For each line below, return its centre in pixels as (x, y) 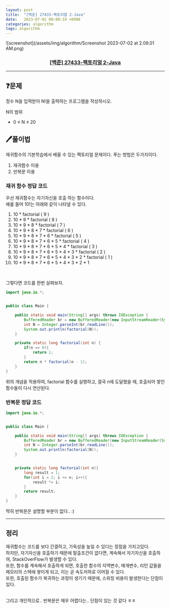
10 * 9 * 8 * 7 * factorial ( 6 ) (43, 230)
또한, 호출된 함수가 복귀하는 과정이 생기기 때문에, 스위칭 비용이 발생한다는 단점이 (84, 578)
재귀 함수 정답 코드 (27, 186)
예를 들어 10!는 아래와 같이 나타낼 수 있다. (46, 204)
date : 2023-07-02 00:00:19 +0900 (43, 19)
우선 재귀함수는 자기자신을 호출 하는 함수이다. (50, 198)
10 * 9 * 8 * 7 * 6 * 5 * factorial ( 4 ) (51, 241)
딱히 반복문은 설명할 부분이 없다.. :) (40, 511)
